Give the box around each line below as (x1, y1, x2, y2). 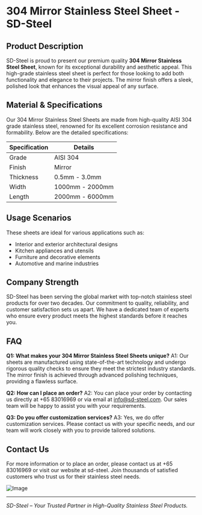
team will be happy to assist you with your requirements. (6, 402, 146, 410)
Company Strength (6, 277, 79, 287)
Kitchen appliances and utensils (14, 247, 94, 254)
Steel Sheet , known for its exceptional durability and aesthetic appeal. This (6, 63, 192, 70)
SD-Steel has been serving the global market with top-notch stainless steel (6, 293, 192, 301)
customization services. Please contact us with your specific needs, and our (6, 420, 195, 428)
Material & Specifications (6, 100, 103, 110)
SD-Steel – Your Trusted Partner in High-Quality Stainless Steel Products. (6, 502, 188, 510)
